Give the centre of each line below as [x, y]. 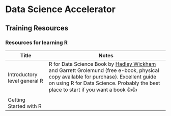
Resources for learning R [36, 43]
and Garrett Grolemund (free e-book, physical [104, 70]
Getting [17, 100]
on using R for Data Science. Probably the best [104, 83]
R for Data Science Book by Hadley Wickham [102, 64]
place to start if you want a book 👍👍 [93, 90]
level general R [25, 81]
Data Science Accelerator [61, 9]
